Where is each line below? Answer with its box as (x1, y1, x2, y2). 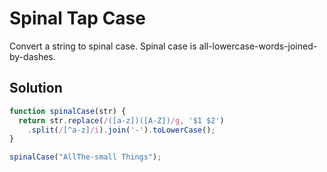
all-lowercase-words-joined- (198, 40, 318, 52)
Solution (9, 80, 63, 97)
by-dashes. (9, 50, 56, 62)
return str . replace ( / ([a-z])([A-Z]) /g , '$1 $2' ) (18, 115, 225, 126)
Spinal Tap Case (9, 7, 146, 30)
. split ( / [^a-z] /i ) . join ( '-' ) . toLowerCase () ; (27, 125, 216, 135)
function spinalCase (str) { (9, 106, 127, 116)
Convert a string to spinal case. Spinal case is (9, 40, 197, 52)
